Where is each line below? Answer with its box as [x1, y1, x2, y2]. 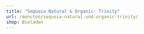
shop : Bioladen [6, 19, 44, 25]
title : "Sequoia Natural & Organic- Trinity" [6, 8, 120, 14]
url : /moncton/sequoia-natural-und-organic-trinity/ [6, 14, 139, 20]
